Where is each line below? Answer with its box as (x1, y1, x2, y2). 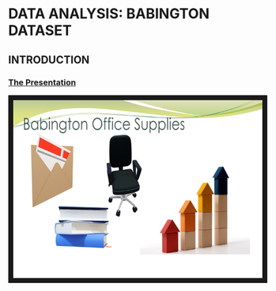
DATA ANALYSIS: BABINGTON (8, 5, 210, 23)
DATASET (8, 21, 73, 40)
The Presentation (8, 77, 77, 88)
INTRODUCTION (8, 53, 90, 66)
